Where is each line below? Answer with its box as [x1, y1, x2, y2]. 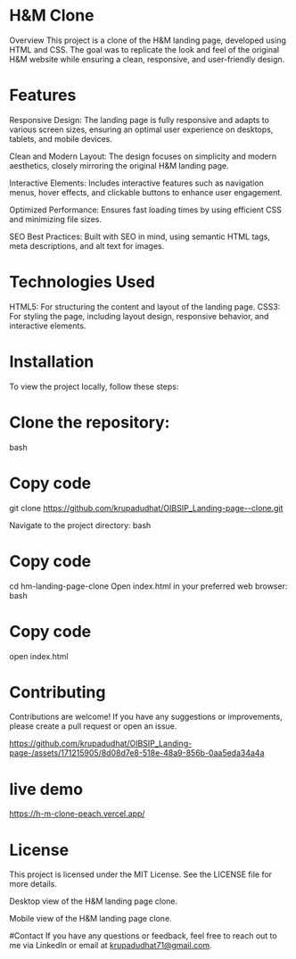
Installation [9, 351, 95, 371]
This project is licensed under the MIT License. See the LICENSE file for [9, 869, 273, 880]
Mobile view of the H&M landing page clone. [9, 914, 172, 924]
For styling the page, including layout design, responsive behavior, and [9, 310, 269, 321]
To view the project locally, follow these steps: [9, 381, 179, 392]
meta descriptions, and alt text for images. [9, 240, 165, 251]
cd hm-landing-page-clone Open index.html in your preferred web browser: [9, 581, 288, 591]
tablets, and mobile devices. [9, 133, 113, 144]
